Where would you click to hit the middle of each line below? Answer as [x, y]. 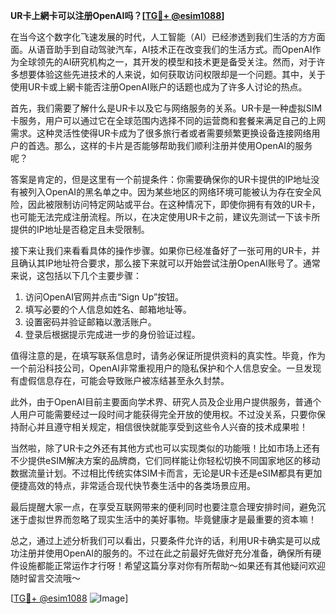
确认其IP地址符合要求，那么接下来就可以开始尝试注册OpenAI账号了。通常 [169, 263]
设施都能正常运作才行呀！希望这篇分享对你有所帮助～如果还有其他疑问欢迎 [172, 565]
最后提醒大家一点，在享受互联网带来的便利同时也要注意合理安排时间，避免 [163, 507]
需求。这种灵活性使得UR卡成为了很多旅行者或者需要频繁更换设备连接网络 [161, 133]
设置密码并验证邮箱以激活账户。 [90, 322]
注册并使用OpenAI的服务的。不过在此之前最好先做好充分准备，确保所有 [165, 553]
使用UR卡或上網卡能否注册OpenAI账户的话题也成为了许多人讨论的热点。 [159, 87]
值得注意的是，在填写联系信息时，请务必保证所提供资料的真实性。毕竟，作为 [168, 355]
